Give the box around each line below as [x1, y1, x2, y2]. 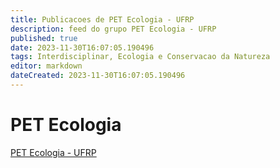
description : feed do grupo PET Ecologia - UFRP [10, 24, 217, 34]
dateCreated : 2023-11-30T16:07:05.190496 [10, 71, 186, 81]
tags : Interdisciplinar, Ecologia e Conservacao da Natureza [10, 52, 271, 62]
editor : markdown [10, 61, 83, 71]
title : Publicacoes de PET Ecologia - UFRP [10, 14, 195, 25]
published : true [10, 33, 78, 43]
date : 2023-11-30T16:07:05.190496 [10, 42, 155, 53]
